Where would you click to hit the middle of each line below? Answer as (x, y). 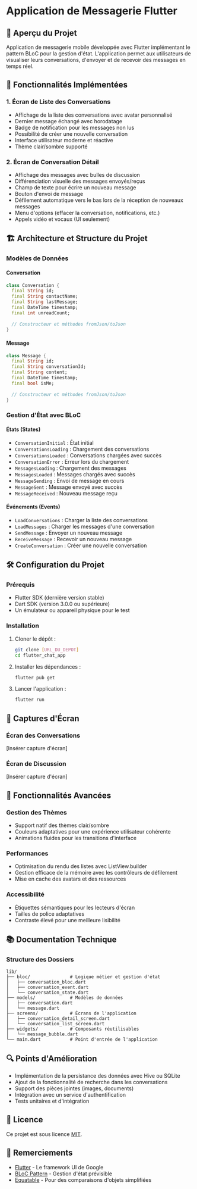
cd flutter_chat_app (40, 655)
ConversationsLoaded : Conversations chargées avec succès (88, 455)
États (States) (23, 429)
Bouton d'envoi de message (49, 194)
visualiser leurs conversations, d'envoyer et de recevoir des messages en (96, 60)
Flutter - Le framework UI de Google (59, 1167)
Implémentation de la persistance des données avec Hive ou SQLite (97, 1076)
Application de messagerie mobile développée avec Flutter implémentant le (99, 47)
